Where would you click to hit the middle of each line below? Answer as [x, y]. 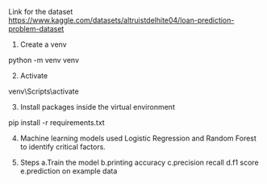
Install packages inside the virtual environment [97, 107]
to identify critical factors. [63, 147]
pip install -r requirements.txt [56, 123]
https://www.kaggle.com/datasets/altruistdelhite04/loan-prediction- [121, 20]
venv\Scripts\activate [44, 91]
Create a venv [43, 44]
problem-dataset [36, 29]
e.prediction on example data [69, 171]
